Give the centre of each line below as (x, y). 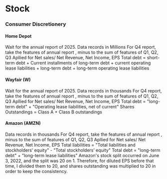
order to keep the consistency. (37, 171)
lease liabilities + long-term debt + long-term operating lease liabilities (77, 68)
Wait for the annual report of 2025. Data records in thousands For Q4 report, (83, 90)
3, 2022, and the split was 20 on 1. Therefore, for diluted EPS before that (80, 161)
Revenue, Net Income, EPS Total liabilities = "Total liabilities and (70, 145)
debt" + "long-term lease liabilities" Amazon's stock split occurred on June (82, 155)
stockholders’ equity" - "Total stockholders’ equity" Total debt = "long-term (83, 150)
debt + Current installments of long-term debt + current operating (83, 63)
